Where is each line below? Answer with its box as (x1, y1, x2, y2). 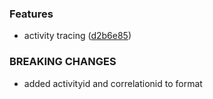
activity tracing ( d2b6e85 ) (23, 30, 132, 42)
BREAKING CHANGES (9, 55, 117, 69)
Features (9, 7, 54, 21)
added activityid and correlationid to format (23, 77, 203, 89)
